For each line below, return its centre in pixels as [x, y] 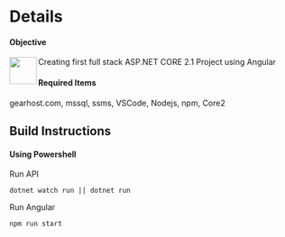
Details [36, 17]
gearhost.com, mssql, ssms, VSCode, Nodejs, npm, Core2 [117, 103]
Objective [28, 41]
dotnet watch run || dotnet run [70, 191]
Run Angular [32, 207]
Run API [24, 174]
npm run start [36, 224]
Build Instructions [60, 131]
